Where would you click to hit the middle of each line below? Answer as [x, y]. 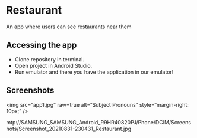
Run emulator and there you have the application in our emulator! [94, 72]
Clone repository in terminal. [50, 59]
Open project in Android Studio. [53, 65]
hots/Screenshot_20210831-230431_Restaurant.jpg [69, 129]
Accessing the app [42, 45]
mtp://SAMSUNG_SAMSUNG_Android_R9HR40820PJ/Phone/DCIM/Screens [99, 122]
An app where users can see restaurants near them [69, 27]
